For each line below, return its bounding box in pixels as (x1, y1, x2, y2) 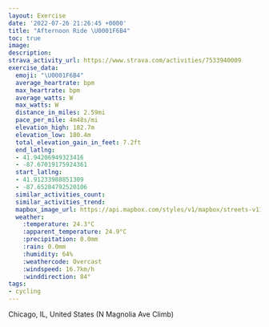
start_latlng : (15, 168, 62, 176)
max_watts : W (15, 101, 59, 109)
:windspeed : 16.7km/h (22, 265, 94, 273)
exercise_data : (8, 64, 59, 72)
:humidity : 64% (22, 250, 74, 258)
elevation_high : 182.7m (15, 123, 94, 131)
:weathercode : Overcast (22, 257, 102, 265)
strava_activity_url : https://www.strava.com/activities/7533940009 (8, 57, 242, 65)
